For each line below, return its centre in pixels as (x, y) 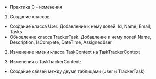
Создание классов (29, 17)
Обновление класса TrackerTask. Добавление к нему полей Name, (80, 37)
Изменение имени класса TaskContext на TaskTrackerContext (75, 52)
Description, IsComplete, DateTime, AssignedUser (61, 42)
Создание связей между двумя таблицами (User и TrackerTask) (77, 71)
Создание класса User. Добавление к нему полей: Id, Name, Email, (80, 26)
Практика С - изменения (36, 7)
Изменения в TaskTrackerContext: (45, 61)
